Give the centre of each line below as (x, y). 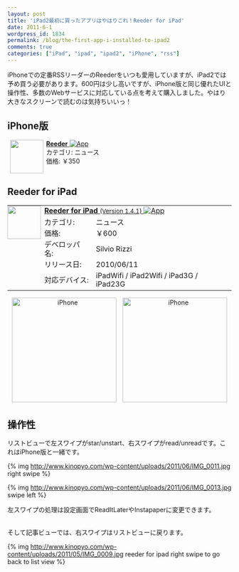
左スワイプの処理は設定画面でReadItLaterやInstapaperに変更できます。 (111, 510)
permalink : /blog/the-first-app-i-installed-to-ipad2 (89, 41)
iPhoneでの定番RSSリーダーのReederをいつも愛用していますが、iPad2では (117, 75)
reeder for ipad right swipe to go (172, 554)
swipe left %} (27, 495)
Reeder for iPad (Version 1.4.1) (93, 211)
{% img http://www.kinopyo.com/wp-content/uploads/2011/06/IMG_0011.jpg (119, 466)
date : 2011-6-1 (30, 27)
